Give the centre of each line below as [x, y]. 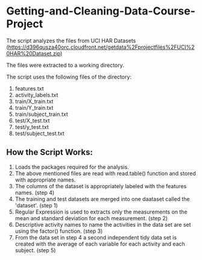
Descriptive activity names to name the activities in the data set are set [103, 224]
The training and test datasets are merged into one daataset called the [102, 199]
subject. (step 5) [35, 250]
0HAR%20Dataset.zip [33, 53]
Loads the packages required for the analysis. [72, 166]
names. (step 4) [35, 192]
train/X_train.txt [34, 101]
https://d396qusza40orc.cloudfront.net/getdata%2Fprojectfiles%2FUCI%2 [101, 47]
